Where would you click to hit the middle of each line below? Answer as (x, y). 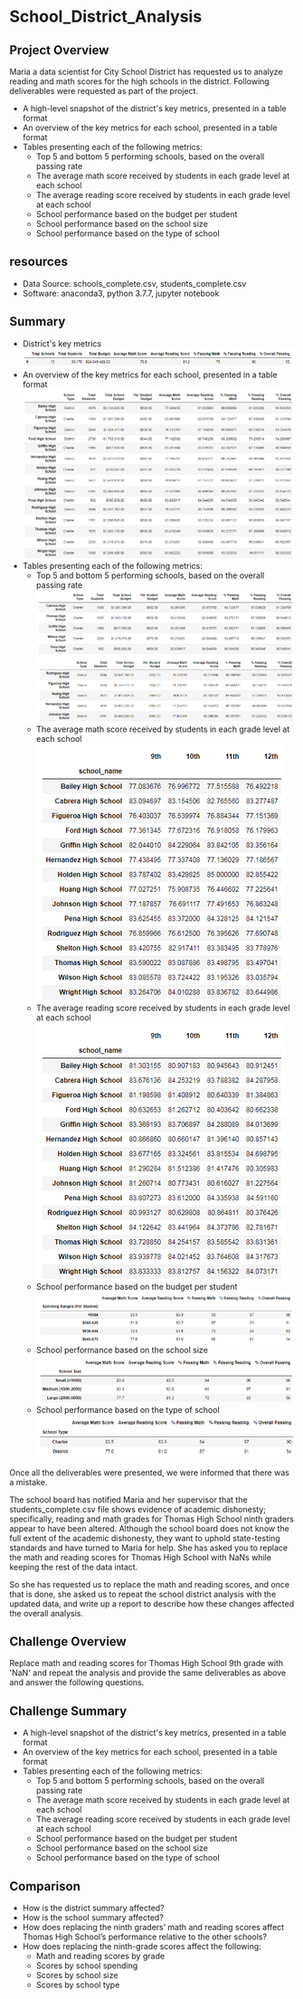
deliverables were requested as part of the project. (104, 91)
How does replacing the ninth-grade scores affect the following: (142, 1947)
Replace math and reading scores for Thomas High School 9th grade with (147, 1663)
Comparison (45, 1886)
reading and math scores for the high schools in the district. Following (139, 81)
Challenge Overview (68, 1642)
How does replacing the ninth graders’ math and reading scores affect (153, 1928)
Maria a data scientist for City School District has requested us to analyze (146, 71)
